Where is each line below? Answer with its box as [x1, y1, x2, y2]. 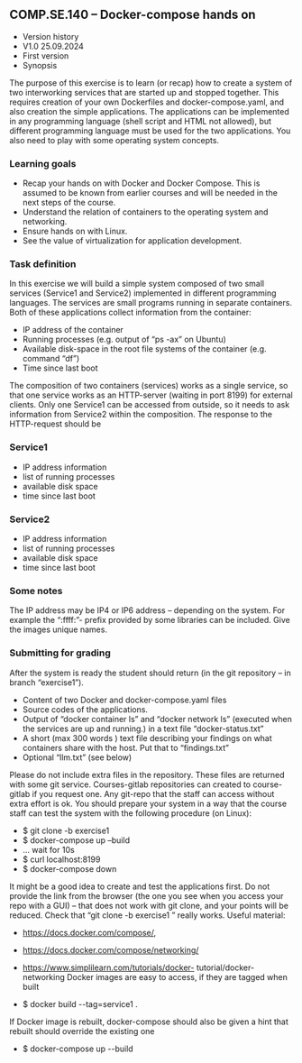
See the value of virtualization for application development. [22, 235, 242, 246]
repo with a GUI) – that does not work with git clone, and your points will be [9, 900, 288, 911]
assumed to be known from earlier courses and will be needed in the [22, 188, 278, 198]
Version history [22, 31, 79, 41]
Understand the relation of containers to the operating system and [22, 206, 269, 217]
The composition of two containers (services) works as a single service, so [9, 380, 288, 391]
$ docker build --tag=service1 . [22, 998, 138, 1009]
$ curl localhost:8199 [22, 854, 101, 865]
